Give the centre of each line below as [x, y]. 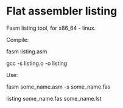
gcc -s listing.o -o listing [37, 63]
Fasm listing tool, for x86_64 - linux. [51, 28]
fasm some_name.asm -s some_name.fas [58, 87]
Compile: [18, 39]
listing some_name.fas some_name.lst [54, 98]
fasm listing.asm [27, 51]
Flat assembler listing [62, 11]
